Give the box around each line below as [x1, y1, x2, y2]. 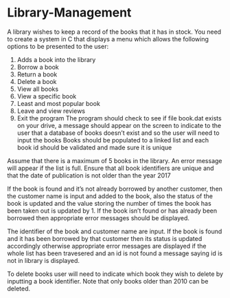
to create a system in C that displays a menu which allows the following [7, 34, 209, 43]
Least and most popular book [16, 99, 101, 107]
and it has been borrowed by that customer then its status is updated [7, 234, 203, 242]
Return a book [16, 70, 58, 78]
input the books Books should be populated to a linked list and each [16, 136, 209, 144]
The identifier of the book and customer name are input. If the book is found [7, 227, 222, 235]
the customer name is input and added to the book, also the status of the [7, 191, 213, 200]
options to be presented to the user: [7, 42, 108, 50]
